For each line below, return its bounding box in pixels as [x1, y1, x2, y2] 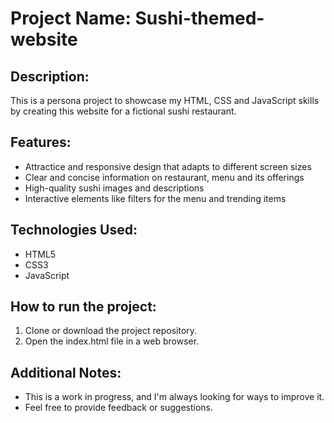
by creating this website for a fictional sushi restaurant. [10, 105, 237, 117]
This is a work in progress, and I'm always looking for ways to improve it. [24, 391, 325, 403]
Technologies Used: [10, 222, 138, 239]
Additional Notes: [10, 364, 122, 381]
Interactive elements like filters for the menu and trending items [24, 192, 287, 204]
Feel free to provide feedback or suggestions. [24, 402, 213, 414]
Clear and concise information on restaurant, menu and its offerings [24, 171, 305, 183]
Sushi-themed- [134, 7, 265, 30]
